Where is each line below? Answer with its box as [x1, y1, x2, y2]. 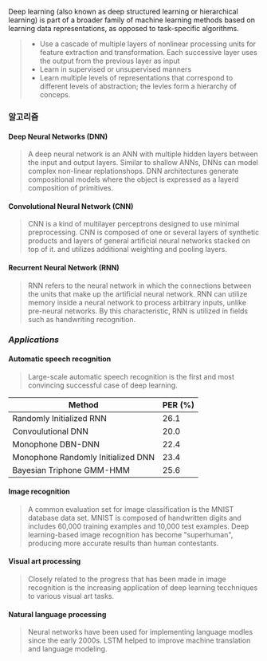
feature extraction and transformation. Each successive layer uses [39, 48, 257, 57]
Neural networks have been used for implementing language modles [27, 628, 253, 637]
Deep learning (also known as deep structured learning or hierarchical [8, 7, 239, 16]
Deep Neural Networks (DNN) [8, 132, 108, 141]
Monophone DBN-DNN [12, 439, 100, 450]
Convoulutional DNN [12, 426, 89, 437]
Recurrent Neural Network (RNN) [8, 262, 120, 272]
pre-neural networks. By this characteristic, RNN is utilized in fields [27, 306, 249, 316]
